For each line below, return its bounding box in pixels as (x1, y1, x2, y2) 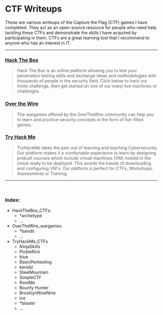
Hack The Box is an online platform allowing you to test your (16, 68, 137, 74)
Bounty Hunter (19, 285, 49, 291)
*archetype (19, 213, 42, 219)
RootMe (19, 280, 35, 285)
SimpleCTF (19, 275, 42, 281)
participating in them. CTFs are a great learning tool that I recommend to (5, 35, 150, 41)
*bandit (19, 228, 34, 234)
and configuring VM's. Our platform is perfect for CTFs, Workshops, (16, 165, 153, 171)
